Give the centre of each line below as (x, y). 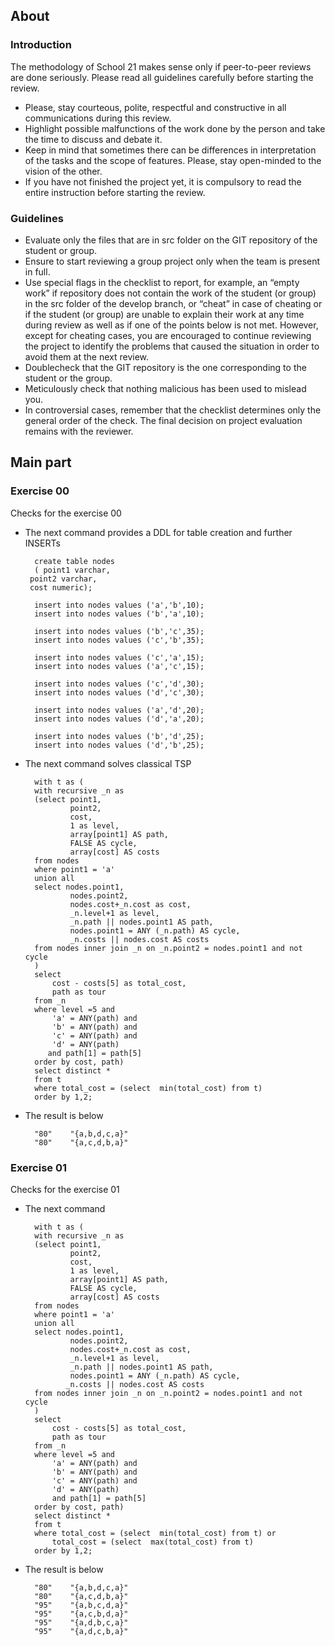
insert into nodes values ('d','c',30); (119, 692)
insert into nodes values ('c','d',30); (119, 684)
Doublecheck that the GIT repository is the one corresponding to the (165, 367)
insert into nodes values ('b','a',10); (119, 614)
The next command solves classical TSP (108, 763)
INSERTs (42, 543)
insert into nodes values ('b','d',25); (119, 736)
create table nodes (74, 561)
